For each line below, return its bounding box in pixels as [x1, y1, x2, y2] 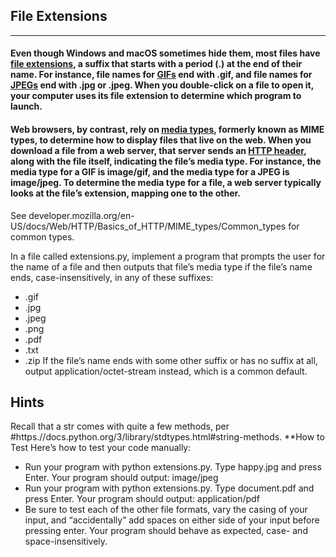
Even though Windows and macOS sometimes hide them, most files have [10, 47, 321, 59]
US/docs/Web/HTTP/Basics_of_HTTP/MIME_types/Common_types [10, 220, 287, 232]
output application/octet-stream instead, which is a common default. [24, 365, 308, 377]
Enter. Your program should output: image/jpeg [24, 472, 219, 484]
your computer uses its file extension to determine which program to [10, 90, 302, 102]
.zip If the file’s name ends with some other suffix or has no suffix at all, [24, 354, 318, 366]
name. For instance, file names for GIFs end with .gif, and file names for [10, 69, 313, 81]
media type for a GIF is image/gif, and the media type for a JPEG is [10, 166, 290, 178]
